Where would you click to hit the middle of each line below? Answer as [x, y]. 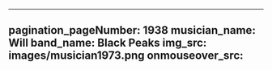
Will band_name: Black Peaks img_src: [108, 43]
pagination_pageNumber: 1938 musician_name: [132, 30]
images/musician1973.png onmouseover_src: [126, 56]
